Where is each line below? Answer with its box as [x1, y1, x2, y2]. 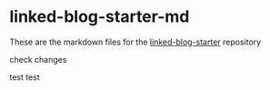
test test [9, 71, 41, 83]
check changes [9, 54, 67, 65]
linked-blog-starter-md [9, 6, 190, 27]
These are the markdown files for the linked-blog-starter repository [9, 36, 262, 47]
